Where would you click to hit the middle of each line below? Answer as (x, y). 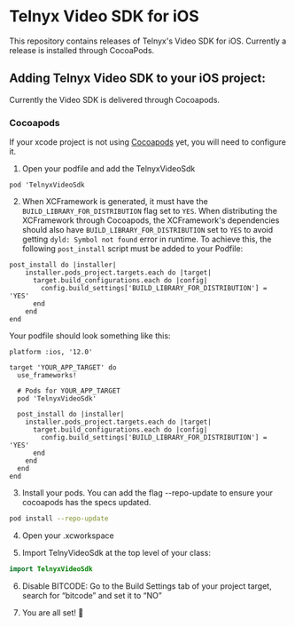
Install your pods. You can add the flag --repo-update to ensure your (147, 493)
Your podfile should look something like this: (90, 336)
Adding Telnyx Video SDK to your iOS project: (137, 79)
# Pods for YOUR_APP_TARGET (69, 391)
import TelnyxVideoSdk (51, 569)
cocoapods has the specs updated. (86, 503)
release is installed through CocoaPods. (82, 50)
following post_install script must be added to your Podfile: (132, 249)
